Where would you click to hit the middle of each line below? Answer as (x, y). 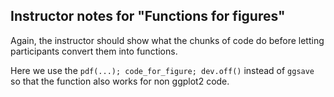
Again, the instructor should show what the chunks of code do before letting (167, 40)
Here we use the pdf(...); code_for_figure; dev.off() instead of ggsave (162, 70)
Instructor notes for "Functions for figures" (148, 16)
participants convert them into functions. (94, 51)
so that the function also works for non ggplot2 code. (120, 81)
